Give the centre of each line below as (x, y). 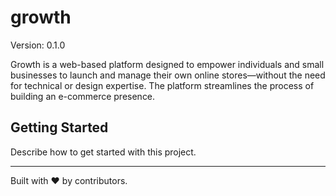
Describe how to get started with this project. (103, 152)
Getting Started (59, 127)
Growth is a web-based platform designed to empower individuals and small (167, 64)
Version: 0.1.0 (38, 45)
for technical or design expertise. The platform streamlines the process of (162, 85)
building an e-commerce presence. (83, 96)
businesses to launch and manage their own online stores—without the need (168, 75)
